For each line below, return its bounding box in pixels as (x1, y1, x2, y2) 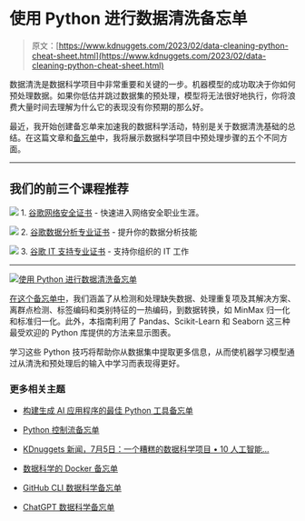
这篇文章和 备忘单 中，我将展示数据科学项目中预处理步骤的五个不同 (33, 132, 280, 143)
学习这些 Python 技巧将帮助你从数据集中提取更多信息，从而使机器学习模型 (9, 346, 288, 357)
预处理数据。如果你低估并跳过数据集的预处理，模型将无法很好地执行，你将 (9, 90, 288, 101)
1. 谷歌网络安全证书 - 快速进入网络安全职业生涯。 (20, 206, 204, 218)
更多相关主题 (9, 383, 66, 396)
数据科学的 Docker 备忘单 (22, 463, 118, 474)
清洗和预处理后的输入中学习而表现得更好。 (25, 357, 184, 368)
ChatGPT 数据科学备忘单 (22, 502, 115, 513)
